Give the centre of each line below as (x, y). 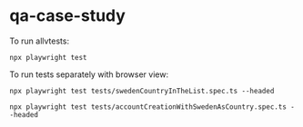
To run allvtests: (40, 41)
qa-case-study (67, 16)
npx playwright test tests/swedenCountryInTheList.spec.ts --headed (142, 91)
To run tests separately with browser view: (89, 74)
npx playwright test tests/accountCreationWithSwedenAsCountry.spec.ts (148, 107)
